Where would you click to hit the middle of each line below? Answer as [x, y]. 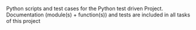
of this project [23, 21]
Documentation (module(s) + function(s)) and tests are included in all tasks [98, 15]
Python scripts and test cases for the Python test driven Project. [85, 9]
